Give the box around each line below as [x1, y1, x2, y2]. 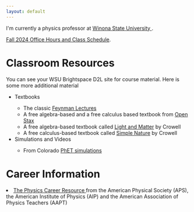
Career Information [6, 167, 100, 180]
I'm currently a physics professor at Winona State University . [6, 25, 153, 32]
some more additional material [6, 82, 79, 89]
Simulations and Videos [14, 135, 72, 143]
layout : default [6, 8, 45, 15]
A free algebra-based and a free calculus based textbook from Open [23, 110, 188, 117]
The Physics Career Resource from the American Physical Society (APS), [13, 186, 189, 193]
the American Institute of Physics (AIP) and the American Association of [6, 193, 179, 200]
